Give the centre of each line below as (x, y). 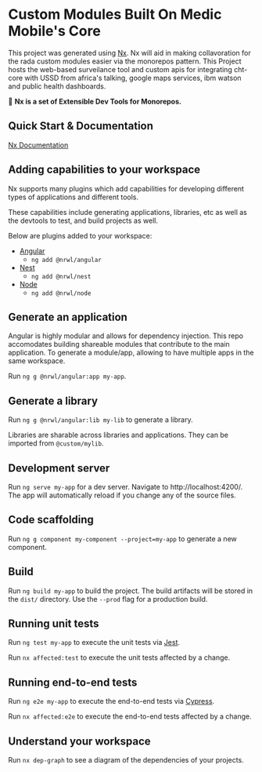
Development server (59, 468)
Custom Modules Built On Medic (115, 15)
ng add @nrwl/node (61, 293)
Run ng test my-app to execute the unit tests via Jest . (94, 643)
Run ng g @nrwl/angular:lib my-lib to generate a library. (100, 420)
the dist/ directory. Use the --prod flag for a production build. (108, 599)
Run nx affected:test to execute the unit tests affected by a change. (119, 657)
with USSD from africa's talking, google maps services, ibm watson (133, 78)
